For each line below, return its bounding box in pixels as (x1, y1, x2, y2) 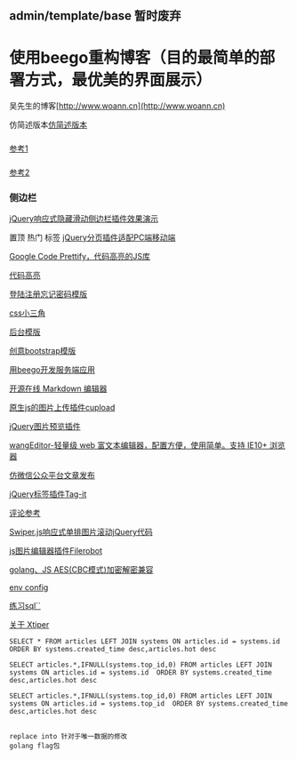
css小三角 (9, 308, 46, 318)
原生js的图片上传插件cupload (9, 403, 116, 413)
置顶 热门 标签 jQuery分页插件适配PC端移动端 (9, 232, 176, 243)
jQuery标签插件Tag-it (9, 489, 87, 499)
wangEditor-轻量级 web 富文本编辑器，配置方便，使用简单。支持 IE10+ (9, 440, 269, 451)
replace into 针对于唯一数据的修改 (9, 732, 127, 741)
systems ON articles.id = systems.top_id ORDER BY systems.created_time (9, 699, 289, 708)
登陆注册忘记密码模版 (9, 289, 87, 300)
